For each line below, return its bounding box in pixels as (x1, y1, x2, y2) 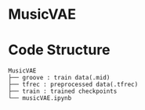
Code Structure (8, 41, 111, 59)
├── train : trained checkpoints (8, 87, 118, 95)
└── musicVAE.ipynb (8, 94, 72, 102)
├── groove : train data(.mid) (8, 74, 111, 82)
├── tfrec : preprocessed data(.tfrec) (8, 80, 139, 89)
